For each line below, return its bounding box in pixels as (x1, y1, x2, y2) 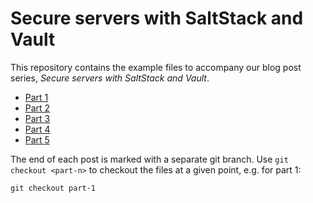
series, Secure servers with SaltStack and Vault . (10, 72, 210, 84)
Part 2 (24, 102, 51, 114)
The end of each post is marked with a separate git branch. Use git (10, 153, 289, 165)
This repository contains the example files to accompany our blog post (10, 61, 302, 73)
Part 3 (24, 112, 51, 124)
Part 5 (24, 133, 50, 146)
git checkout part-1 (10, 183, 97, 193)
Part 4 (24, 123, 51, 135)
